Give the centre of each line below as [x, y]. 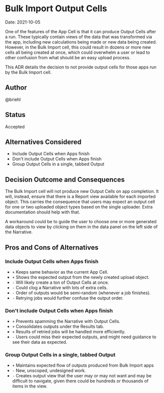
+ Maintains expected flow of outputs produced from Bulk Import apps [83, 366]
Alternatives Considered [43, 142]
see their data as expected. [40, 342]
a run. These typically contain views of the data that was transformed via [79, 37]
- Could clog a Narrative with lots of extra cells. [60, 287]
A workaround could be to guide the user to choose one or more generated [81, 222]
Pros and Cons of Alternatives [52, 247]
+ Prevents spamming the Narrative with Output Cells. [66, 322]
